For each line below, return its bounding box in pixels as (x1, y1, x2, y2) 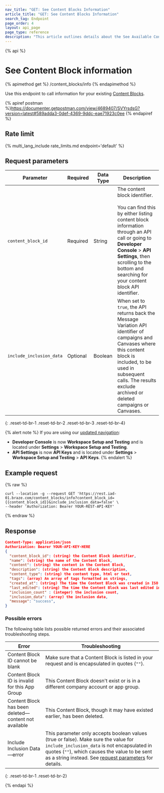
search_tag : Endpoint (5, 16, 49, 21)
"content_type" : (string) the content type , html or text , (9, 572, 132, 577)
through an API (117, 228, 152, 235)
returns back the (117, 310, 155, 317)
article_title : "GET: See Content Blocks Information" (5, 12, 119, 17)
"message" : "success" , (9, 599, 56, 604)
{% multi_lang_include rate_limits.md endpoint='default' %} (5, 143, 124, 149)
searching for (117, 271, 148, 278)
